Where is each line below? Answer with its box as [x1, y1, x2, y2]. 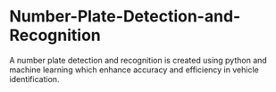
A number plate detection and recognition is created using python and [9, 54, 268, 65]
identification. [9, 73, 60, 84]
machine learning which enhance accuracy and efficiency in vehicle [9, 64, 259, 75]
